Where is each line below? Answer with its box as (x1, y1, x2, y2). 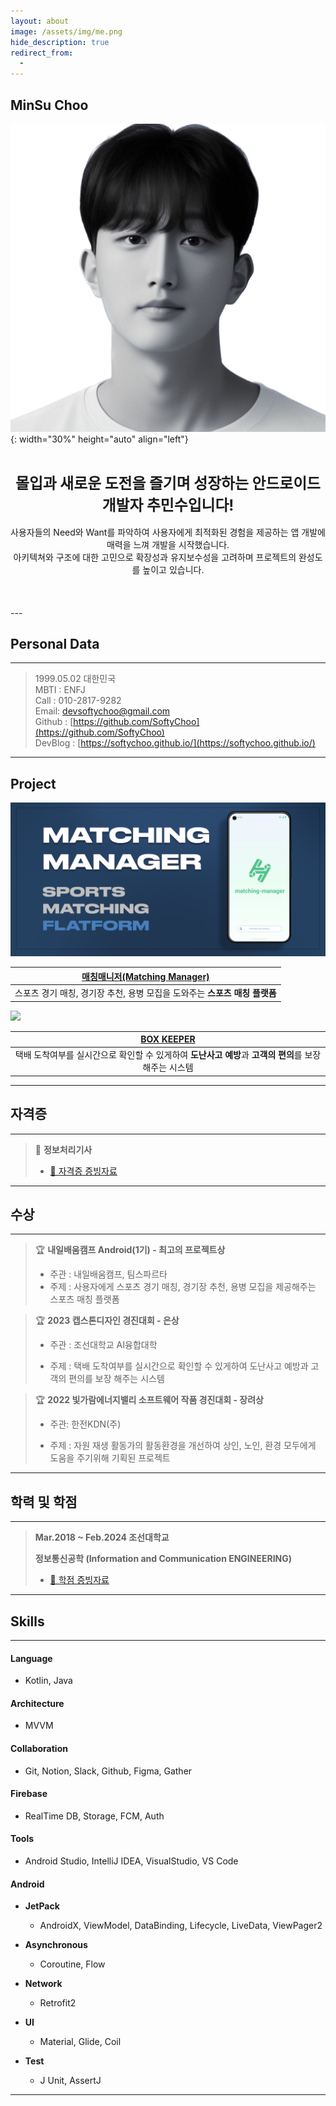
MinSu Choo (10, 96, 89, 114)
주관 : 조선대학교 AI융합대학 (49, 1339, 158, 1351)
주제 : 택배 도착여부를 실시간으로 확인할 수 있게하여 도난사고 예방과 (49, 1360, 309, 1372)
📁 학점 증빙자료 (49, 1574, 110, 1586)
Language (10, 1652, 53, 1664)
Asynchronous (24, 1939, 88, 1951)
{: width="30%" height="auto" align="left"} (10, 433, 189, 445)
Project (10, 775, 57, 792)
